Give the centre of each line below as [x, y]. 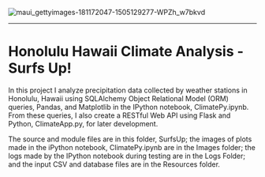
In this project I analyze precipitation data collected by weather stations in [128, 90]
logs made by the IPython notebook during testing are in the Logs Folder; [127, 156]
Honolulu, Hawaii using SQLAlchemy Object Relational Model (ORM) [118, 98]
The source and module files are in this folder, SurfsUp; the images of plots [130, 139]
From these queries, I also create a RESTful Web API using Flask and [119, 115]
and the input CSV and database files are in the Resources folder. [114, 164]
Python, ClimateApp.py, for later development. [83, 123]
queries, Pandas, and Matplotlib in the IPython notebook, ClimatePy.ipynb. [129, 107]
